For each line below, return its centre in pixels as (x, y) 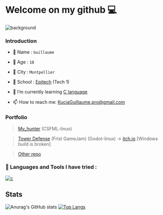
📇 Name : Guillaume (34, 52)
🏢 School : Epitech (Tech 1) (41, 82)
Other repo (29, 154)
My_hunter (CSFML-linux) (45, 128)
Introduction (21, 41)
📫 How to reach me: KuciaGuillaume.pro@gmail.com (69, 102)
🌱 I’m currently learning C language (50, 92)
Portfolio (16, 118)
